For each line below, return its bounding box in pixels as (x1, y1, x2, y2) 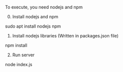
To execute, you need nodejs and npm (5, 4, 83, 10)
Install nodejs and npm (12, 14, 59, 19)
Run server (12, 52, 35, 58)
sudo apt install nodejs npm (5, 23, 61, 29)
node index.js (5, 62, 32, 67)
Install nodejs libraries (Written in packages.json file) (12, 33, 119, 38)
